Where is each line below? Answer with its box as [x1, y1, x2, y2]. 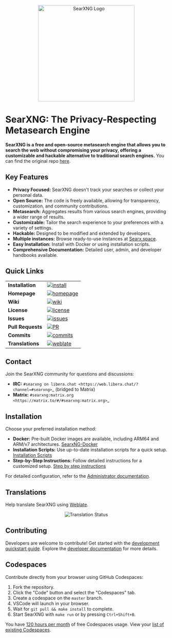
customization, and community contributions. [12, 203, 109, 209]
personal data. [12, 192, 44, 198]
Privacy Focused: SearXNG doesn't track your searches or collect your [12, 186, 164, 193]
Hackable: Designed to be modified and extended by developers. [12, 230, 151, 236]
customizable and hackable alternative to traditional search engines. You [5, 152, 164, 159]
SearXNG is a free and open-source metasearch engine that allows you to [5, 141, 166, 147]
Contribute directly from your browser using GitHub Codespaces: [5, 574, 144, 580]
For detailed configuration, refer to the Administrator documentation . [5, 473, 150, 479]
